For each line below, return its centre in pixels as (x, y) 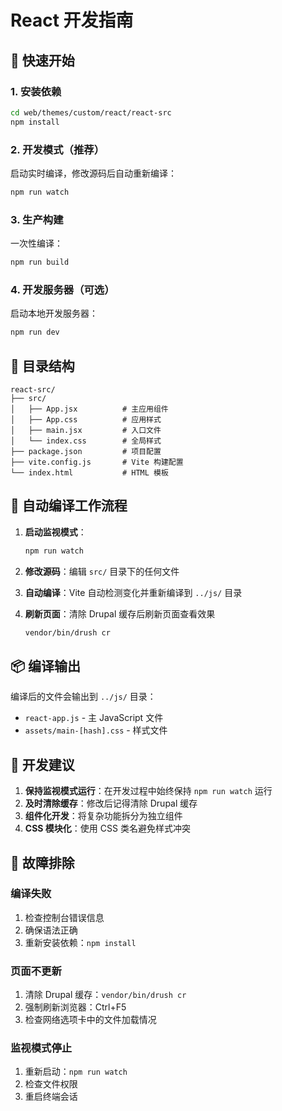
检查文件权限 (51, 1084)
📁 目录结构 (42, 366)
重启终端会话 (51, 1097)
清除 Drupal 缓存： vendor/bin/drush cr (105, 995)
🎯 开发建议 (42, 764)
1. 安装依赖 (36, 91)
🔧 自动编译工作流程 (69, 506)
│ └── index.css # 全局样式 (86, 441)
